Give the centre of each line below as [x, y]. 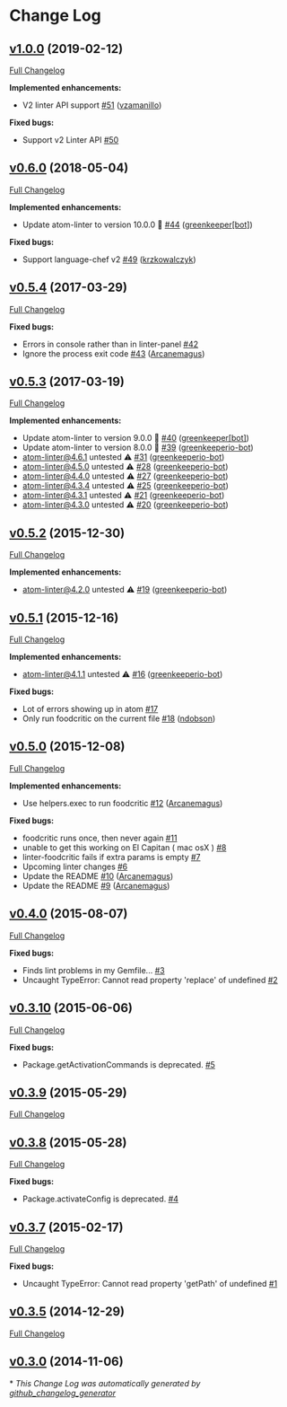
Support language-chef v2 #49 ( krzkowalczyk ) [109, 259]
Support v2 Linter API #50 [70, 140]
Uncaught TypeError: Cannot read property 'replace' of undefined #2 [150, 980]
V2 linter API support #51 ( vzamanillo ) [92, 105]
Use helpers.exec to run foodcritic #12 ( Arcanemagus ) [122, 803]
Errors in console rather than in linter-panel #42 [110, 344]
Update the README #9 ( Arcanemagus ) [96, 885]
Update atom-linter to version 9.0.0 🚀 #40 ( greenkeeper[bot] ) [135, 438]
